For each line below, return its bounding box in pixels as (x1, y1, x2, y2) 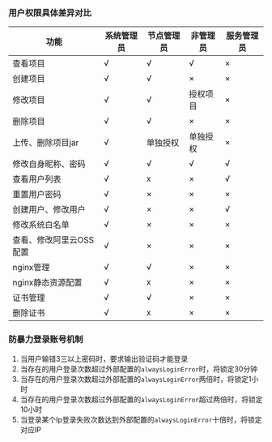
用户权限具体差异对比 (8, 6, 91, 18)
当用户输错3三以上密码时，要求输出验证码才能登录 (19, 354, 189, 363)
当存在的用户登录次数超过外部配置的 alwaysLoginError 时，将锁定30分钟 (19, 363, 257, 374)
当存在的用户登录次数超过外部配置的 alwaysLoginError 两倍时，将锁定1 (19, 374, 253, 384)
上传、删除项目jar (12, 137, 79, 148)
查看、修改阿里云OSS (12, 234, 95, 246)
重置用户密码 (12, 189, 62, 200)
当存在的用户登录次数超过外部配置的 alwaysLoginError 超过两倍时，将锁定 (19, 394, 263, 404)
